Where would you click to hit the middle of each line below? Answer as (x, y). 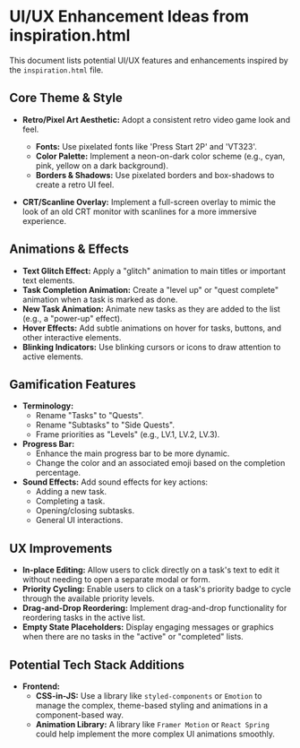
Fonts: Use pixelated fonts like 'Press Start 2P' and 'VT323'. (146, 146)
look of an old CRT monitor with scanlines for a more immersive (139, 211)
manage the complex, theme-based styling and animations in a (152, 705)
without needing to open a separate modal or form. (116, 580)
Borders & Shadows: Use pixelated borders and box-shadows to (155, 175)
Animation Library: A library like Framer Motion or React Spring (153, 724)
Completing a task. (70, 501)
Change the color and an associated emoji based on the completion (160, 463)
